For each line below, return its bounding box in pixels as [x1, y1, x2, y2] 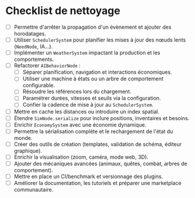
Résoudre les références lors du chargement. [22, 88, 132, 95]
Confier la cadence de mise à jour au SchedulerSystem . [22, 101, 154, 108]
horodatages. [13, 30, 47, 37]
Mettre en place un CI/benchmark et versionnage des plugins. [13, 173, 163, 180]
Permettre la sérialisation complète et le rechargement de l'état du [13, 128, 173, 135]
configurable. [22, 82, 55, 89]
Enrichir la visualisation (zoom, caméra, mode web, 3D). [13, 153, 149, 161]
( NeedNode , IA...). [13, 43, 53, 50]
